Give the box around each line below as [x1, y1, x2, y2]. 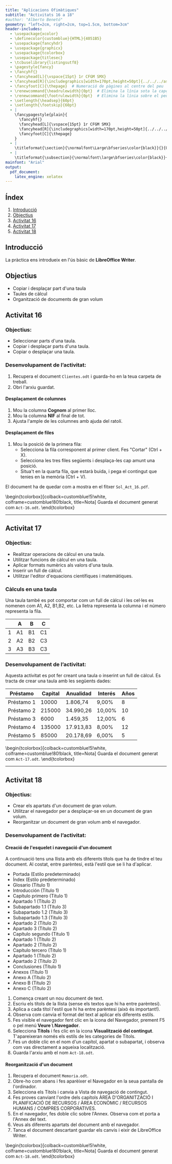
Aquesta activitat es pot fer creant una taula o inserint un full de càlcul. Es [5, 673, 161, 679]
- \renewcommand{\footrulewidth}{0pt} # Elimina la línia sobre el [10, 93, 159, 98]
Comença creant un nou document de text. [12, 995, 104, 1001]
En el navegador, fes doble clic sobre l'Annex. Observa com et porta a [12, 1111, 160, 1117]
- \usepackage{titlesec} [10, 55, 63, 60]
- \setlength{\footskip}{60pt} [10, 103, 77, 108]
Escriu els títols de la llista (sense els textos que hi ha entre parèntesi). [12, 1001, 161, 1007]
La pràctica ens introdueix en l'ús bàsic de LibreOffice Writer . [5, 256, 137, 263]
